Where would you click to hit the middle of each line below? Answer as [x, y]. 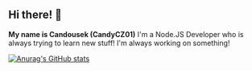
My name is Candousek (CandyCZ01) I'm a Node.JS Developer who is [126, 34]
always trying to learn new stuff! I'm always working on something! [119, 43]
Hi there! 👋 [35, 15]
